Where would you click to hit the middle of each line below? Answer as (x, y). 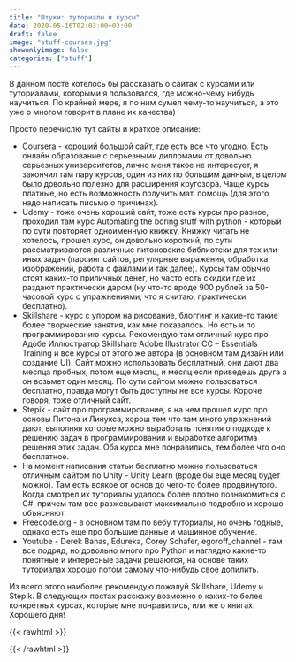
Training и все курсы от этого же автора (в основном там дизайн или (153, 353)
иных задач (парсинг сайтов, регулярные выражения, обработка (145, 259)
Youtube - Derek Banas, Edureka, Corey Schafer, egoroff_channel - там (152, 541)
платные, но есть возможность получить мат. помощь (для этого (145, 193)
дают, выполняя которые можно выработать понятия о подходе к (146, 428)
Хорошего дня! (38, 615)
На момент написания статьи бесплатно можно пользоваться (140, 466)
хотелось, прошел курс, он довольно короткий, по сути (127, 240)
